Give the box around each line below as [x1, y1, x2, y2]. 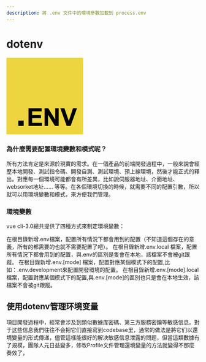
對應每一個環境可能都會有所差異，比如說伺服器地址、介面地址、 [17, 175, 178, 183]
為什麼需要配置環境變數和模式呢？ [6, 145, 107, 153]
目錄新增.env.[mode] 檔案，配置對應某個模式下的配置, [29, 258, 165, 266]
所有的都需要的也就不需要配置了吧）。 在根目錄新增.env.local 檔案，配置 [17, 243, 197, 251]
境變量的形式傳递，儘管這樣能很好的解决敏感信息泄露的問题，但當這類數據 [6, 334, 194, 341]
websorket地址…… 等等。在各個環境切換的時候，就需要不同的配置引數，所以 [6, 183, 200, 190]
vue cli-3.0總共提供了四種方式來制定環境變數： [6, 222, 125, 230]
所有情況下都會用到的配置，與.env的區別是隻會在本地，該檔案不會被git [6, 251, 185, 258]
